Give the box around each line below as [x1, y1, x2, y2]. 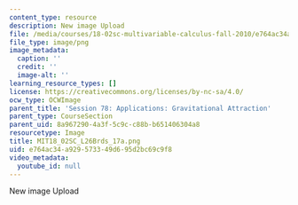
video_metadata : [9, 153, 69, 162]
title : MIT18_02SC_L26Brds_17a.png [9, 137, 141, 146]
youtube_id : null [17, 162, 82, 170]
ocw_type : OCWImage [9, 95, 82, 105]
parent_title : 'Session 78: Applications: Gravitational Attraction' [9, 104, 272, 113]
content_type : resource [9, 12, 98, 22]
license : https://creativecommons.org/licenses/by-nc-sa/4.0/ [9, 87, 244, 96]
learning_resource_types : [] [9, 79, 117, 88]
